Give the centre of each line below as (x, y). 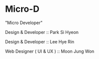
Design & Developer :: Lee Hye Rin (40, 42)
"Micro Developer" (24, 23)
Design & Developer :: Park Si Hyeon (42, 32)
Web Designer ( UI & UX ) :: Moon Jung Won (50, 51)
